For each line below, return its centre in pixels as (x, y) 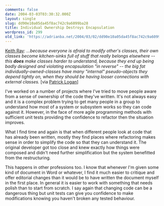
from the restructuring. (28, 158)
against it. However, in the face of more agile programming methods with (78, 112)
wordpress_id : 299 (24, 32)
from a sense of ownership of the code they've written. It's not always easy (81, 96)
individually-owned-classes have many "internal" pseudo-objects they (76, 71)
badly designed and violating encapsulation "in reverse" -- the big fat (75, 66)
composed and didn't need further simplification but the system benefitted (80, 152)
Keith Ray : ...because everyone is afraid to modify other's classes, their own (82, 51)
